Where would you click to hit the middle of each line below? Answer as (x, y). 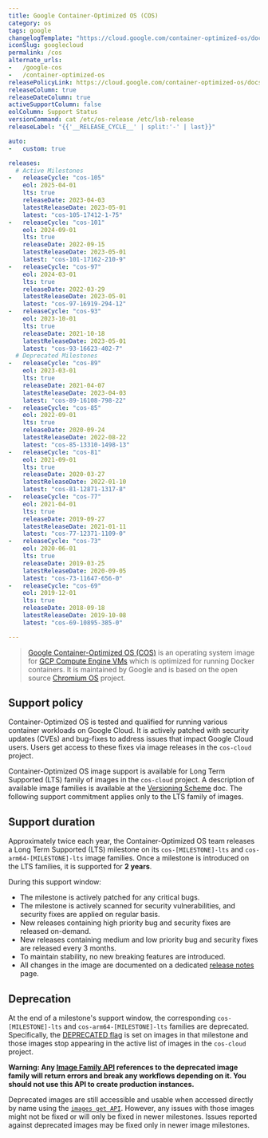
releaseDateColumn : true (49, 97)
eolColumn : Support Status (53, 112)
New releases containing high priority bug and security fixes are (125, 923)
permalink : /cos (35, 53)
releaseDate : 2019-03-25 (64, 563)
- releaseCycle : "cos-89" (55, 364)
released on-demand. (55, 931)
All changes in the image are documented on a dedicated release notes (137, 965)
